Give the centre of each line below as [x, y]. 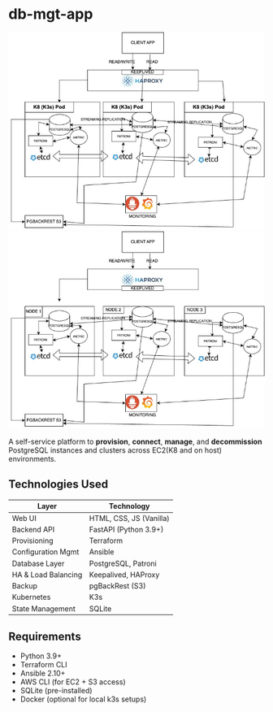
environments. [32, 459]
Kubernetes [31, 597]
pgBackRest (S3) [117, 586]
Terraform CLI [43, 664]
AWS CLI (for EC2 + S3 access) [73, 682]
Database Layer [38, 563]
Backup [25, 586]
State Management [43, 608]
